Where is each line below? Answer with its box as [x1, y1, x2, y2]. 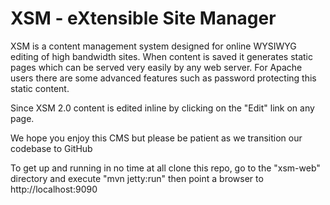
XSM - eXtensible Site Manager [10, 7, 277, 30]
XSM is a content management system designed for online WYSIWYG [10, 40, 297, 52]
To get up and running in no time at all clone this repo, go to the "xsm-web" [10, 162, 321, 174]
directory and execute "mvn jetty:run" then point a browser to [10, 172, 264, 184]
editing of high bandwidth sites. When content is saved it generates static [10, 50, 314, 62]
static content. [10, 82, 70, 94]
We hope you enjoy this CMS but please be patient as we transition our [10, 132, 303, 144]
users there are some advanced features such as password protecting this [10, 72, 317, 84]
